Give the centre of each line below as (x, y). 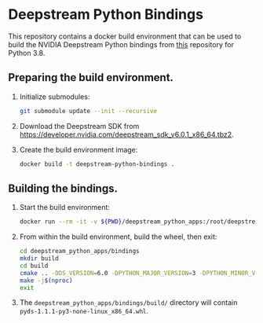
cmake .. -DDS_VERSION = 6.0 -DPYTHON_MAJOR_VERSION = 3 (108, 273)
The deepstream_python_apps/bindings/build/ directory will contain (128, 303)
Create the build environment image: (79, 149)
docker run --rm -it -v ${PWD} (71, 222)
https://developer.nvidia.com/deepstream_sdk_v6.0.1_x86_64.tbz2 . (126, 134)
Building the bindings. (63, 188)
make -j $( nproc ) (46, 281)
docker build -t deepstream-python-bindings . (97, 164)
